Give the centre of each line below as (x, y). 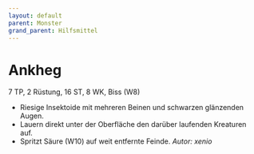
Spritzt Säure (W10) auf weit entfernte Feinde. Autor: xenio (116, 141)
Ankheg (35, 70)
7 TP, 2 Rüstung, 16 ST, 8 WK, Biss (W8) (74, 92)
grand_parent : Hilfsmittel (53, 30)
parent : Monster (35, 23)
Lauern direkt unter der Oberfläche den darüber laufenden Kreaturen (133, 124)
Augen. (32, 116)
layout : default (35, 16)
